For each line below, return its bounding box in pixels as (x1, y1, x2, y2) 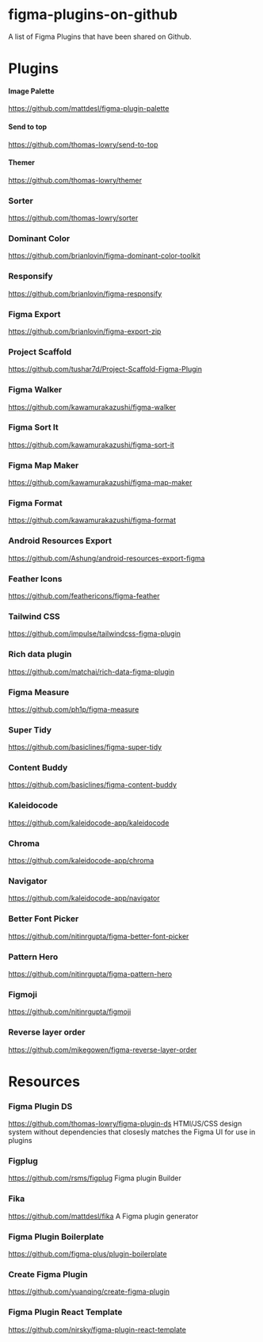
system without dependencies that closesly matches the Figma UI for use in (8, 1127, 256, 1137)
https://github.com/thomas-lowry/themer (8, 175, 143, 185)
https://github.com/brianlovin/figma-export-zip (8, 327, 162, 336)
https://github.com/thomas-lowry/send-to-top (8, 140, 158, 149)
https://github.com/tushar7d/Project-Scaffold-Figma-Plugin (8, 365, 202, 374)
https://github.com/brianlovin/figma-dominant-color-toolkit (8, 251, 200, 261)
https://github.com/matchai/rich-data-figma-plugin (8, 667, 175, 676)
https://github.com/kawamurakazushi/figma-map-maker (8, 478, 192, 487)
